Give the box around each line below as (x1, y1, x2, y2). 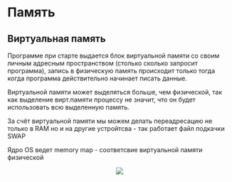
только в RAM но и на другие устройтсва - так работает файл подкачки (7, 124, 226, 132)
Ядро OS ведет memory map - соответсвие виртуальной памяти (7, 146, 203, 154)
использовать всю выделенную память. (7, 103, 130, 111)
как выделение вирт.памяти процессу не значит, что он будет (7, 95, 196, 104)
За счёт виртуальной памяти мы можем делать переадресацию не (7, 117, 213, 125)
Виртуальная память (7, 33, 106, 45)
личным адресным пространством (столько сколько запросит (7, 59, 198, 68)
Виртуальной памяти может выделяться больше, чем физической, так (7, 88, 223, 96)
